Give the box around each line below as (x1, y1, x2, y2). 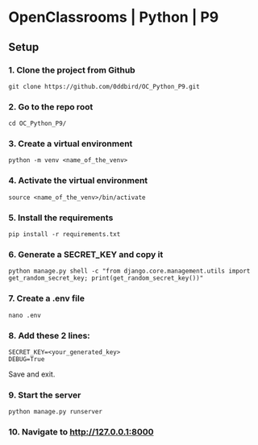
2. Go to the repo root (8, 101, 94, 112)
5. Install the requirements (8, 212, 114, 223)
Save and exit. (8, 369, 56, 379)
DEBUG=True (8, 355, 45, 363)
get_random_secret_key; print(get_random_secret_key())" (8, 274, 204, 282)
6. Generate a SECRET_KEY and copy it (8, 248, 164, 260)
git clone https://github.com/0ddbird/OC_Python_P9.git (8, 82, 200, 90)
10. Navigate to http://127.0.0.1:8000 (8, 426, 155, 438)
